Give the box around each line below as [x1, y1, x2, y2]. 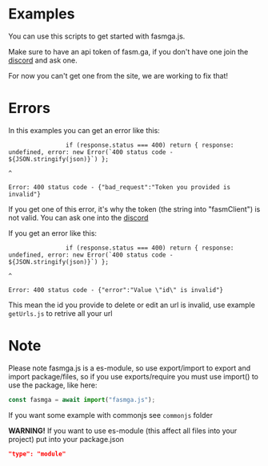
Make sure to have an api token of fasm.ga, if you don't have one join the [8, 47, 249, 56]
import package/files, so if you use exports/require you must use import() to [8, 371, 258, 381]
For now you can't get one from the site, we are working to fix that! [8, 71, 228, 80]
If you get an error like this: [8, 228, 98, 237]
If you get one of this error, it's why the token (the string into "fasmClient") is [8, 204, 261, 213]
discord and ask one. [8, 55, 78, 65]
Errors [8, 99, 50, 117]
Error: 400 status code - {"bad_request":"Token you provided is [8, 183, 230, 191]
